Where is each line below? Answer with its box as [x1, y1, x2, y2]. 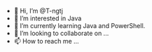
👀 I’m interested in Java [13, 14, 82, 22]
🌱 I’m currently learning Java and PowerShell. [13, 22, 146, 30]
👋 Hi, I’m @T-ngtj [13, 7, 63, 15]
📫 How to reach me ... [13, 37, 79, 45]
